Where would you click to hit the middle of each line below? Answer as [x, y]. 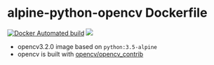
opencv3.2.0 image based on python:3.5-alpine [87, 46]
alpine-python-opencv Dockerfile [107, 13]
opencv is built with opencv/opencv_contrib [80, 54]
